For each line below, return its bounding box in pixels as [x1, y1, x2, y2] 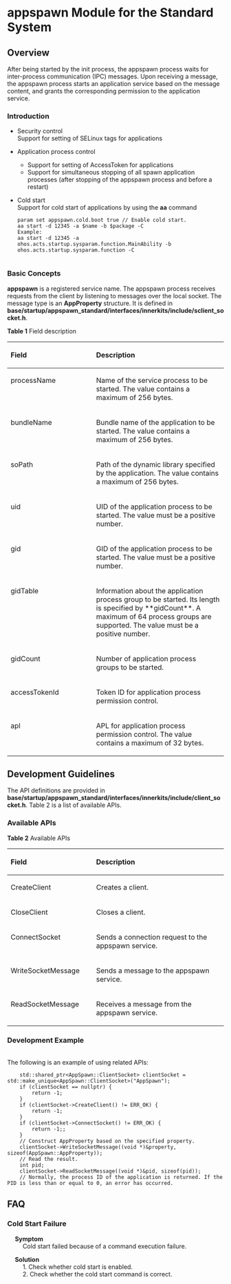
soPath [10, 459, 33, 469]
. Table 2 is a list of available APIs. [25, 801, 122, 809]
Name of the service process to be [96, 375, 208, 385]
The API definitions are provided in [7, 786, 105, 795]
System [7, 19, 52, 35]
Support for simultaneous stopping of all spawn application [27, 168, 195, 177]
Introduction [7, 111, 49, 121]
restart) [27, 183, 49, 191]
